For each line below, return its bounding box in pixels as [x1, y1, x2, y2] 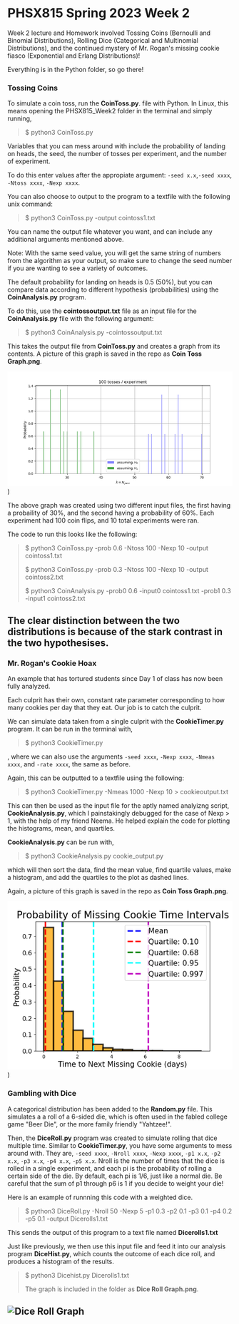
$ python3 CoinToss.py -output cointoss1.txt [24, 214, 156, 222]
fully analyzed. [7, 682, 51, 691]
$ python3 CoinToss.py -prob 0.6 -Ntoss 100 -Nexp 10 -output [24, 543, 209, 552]
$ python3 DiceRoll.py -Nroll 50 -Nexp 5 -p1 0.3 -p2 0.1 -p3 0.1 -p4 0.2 [24, 1206, 233, 1215]
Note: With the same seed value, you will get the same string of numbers [7, 249, 221, 257]
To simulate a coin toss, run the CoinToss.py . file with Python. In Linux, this [7, 99, 229, 108]
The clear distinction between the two [7, 615, 180, 627]
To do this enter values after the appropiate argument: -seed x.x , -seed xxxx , [7, 171, 233, 180]
